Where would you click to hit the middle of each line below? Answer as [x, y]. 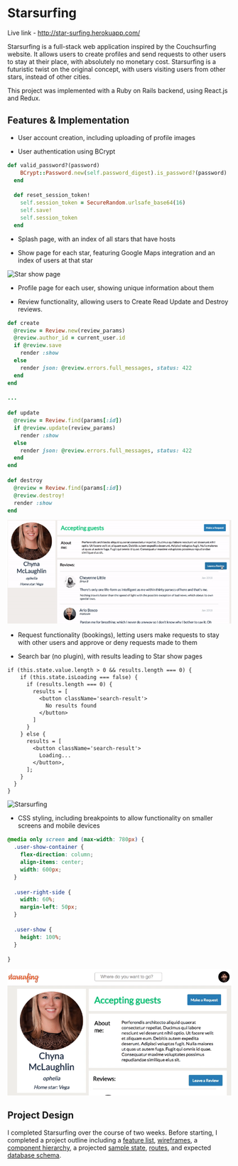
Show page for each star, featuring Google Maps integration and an [116, 252]
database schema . [34, 1155]
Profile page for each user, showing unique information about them [116, 288]
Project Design [41, 1115]
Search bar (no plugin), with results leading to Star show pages [110, 656]
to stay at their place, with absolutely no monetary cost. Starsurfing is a [112, 61]
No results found [71, 706]
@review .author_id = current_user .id [70, 338]
